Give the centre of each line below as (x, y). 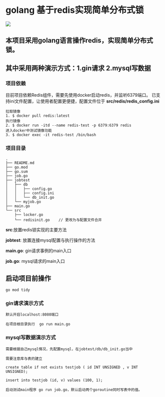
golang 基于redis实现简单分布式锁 (75, 10)
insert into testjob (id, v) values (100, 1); (54, 380)
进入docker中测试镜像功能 (29, 131)
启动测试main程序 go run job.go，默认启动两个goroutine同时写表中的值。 (74, 390)
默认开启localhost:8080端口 (32, 315)
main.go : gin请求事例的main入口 (39, 251)
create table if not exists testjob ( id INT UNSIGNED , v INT (72, 367)
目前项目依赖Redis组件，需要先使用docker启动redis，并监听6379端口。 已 (81, 95)
